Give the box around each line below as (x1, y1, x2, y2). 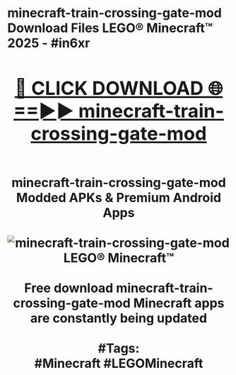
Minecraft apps (133, 295, 225, 311)
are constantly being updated (30, 310, 207, 326)
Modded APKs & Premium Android (16, 189, 221, 206)
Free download (24, 280, 114, 296)
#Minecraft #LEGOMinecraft (34, 355, 203, 371)
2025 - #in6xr (7, 35, 90, 51)
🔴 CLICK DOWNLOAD (14, 76, 203, 100)
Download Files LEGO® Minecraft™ (7, 20, 213, 36)
